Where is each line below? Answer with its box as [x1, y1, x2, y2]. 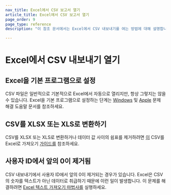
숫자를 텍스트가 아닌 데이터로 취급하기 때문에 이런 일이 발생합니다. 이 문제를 [10, 178, 161, 184]
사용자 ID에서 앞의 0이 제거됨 [5, 157, 91, 165]
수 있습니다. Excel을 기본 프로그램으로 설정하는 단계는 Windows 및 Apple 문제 [5, 97, 161, 103]
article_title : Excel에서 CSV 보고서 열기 [5, 12, 89, 17]
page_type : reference [5, 21, 52, 27]
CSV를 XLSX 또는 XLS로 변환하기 [5, 120, 107, 128]
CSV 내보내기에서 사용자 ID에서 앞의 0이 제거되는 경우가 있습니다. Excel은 [5, 171, 153, 177]
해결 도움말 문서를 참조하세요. [5, 103, 64, 109]
